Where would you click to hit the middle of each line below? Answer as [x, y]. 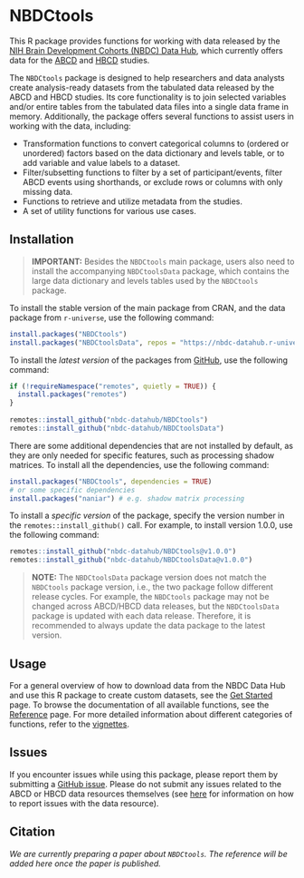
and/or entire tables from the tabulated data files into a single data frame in [149, 106]
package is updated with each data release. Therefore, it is [141, 616]
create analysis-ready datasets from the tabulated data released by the [142, 87]
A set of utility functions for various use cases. [109, 210]
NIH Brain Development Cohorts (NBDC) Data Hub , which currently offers [146, 50]
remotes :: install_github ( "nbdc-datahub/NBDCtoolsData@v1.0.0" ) [131, 560]
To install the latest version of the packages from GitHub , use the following [148, 360]
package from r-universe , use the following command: [112, 317]
